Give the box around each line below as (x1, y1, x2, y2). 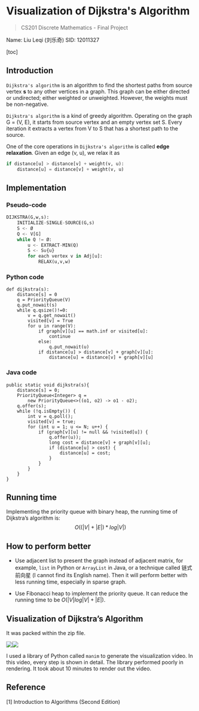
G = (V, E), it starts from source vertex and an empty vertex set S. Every (6, 118, 182, 126)
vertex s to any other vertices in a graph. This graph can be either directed (6, 88, 190, 95)
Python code (6, 273, 44, 281)
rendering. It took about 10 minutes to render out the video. (6, 665, 152, 672)
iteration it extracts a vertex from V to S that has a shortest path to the (6, 124, 178, 132)
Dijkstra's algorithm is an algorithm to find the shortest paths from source (6, 81, 192, 89)
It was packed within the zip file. (6, 630, 85, 637)
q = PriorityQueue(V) (17, 297, 71, 303)
